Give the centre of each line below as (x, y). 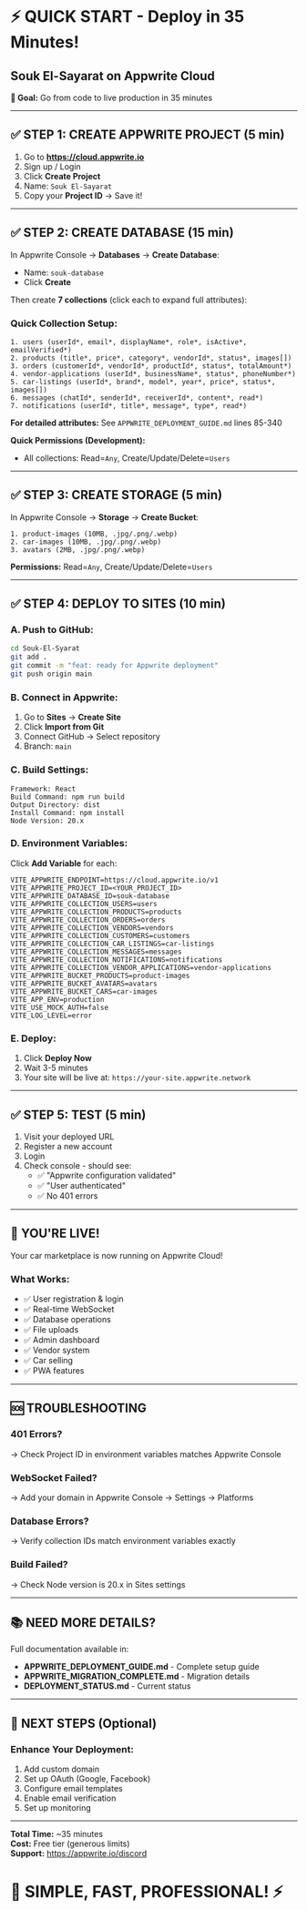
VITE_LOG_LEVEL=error (51, 1016)
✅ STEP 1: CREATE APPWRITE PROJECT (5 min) (148, 135)
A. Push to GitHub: (52, 630)
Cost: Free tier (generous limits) (70, 1844)
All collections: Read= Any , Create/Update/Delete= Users (127, 458)
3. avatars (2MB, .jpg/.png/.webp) (78, 550)
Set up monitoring (57, 1808)
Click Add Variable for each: (64, 863)
